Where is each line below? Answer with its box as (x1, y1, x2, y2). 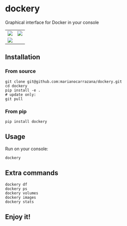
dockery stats (5, 199, 34, 204)
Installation (5, 53, 40, 61)
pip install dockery (5, 119, 48, 124)
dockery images (5, 195, 36, 200)
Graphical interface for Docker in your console (5, 19, 99, 25)
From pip (5, 108, 27, 114)
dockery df (5, 182, 28, 187)
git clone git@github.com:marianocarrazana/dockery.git (5, 79, 122, 84)
